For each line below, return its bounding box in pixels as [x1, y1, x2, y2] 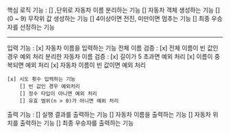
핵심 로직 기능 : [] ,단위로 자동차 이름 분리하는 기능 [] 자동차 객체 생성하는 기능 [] [7, 6, 220, 14]
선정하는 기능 [19, 23, 55, 31]
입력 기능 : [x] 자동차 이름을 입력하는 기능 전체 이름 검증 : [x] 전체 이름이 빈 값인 [7, 44, 219, 52]
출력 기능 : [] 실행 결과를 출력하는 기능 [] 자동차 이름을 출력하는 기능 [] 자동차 [7, 110, 212, 118]
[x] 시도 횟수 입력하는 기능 [7, 76, 76, 83]
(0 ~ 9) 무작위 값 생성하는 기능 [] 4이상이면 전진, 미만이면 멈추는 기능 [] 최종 [7, 14, 210, 23]
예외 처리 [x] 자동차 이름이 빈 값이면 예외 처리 [25, 61, 146, 69]
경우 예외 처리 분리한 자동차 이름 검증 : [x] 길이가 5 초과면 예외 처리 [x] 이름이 [7, 53, 214, 60]
